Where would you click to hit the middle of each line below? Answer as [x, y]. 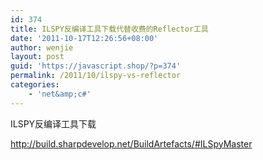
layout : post [37, 57]
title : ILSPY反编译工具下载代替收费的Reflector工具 [109, 29]
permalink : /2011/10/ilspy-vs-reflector [96, 76]
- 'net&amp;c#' [60, 94]
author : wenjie [42, 47]
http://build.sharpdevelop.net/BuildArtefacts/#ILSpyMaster [131, 143]
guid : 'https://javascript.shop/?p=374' [96, 66]
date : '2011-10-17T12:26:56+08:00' [84, 38]
